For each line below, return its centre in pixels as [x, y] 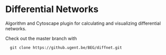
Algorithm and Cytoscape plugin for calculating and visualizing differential [83, 23]
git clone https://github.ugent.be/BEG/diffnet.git [66, 47]
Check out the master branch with [41, 38]
